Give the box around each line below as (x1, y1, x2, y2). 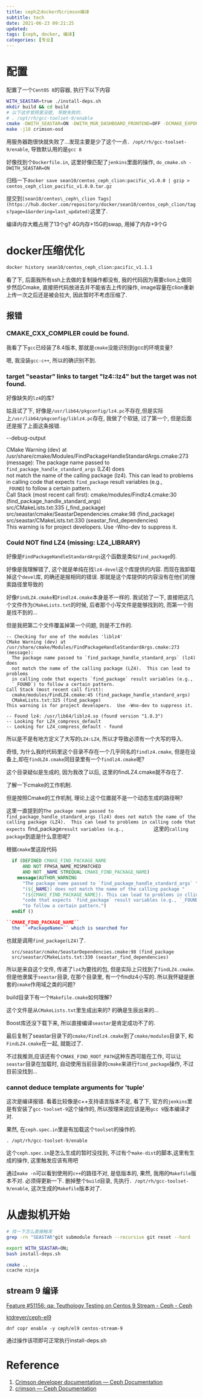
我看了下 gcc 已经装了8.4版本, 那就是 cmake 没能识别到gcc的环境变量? (6, 343, 173, 351)
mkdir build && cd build (6, 104, 69, 110)
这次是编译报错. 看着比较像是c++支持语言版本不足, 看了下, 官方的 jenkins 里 (6, 1098, 193, 1105)
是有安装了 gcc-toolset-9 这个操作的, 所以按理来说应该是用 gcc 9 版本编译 (6, 1106, 185, 1113)
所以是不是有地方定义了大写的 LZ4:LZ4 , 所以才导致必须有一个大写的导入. (6, 735, 184, 742)
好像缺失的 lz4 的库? (6, 394, 54, 401)
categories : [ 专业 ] (6, 37, 54, 43)
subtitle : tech (6, 15, 45, 21)
